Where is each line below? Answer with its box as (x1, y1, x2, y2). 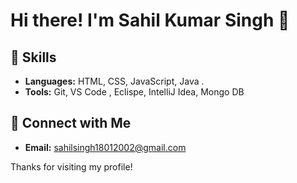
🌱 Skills (10, 49, 57, 66)
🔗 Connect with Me (10, 115, 132, 132)
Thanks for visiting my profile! (10, 160, 133, 173)
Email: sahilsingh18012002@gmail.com (24, 141, 187, 153)
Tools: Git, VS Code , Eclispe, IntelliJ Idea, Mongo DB (24, 86, 245, 98)
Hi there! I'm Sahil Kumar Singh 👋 (10, 9, 290, 32)
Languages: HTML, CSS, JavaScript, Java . (24, 75, 205, 87)
